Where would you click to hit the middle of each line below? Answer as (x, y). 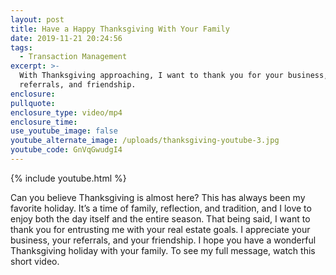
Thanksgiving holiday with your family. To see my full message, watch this (163, 250)
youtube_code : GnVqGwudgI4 (66, 150)
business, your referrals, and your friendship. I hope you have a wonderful (163, 240)
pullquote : (33, 103)
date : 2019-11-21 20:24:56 (66, 38)
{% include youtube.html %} (68, 178)
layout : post (37, 19)
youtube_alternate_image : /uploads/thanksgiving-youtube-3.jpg (145, 141)
